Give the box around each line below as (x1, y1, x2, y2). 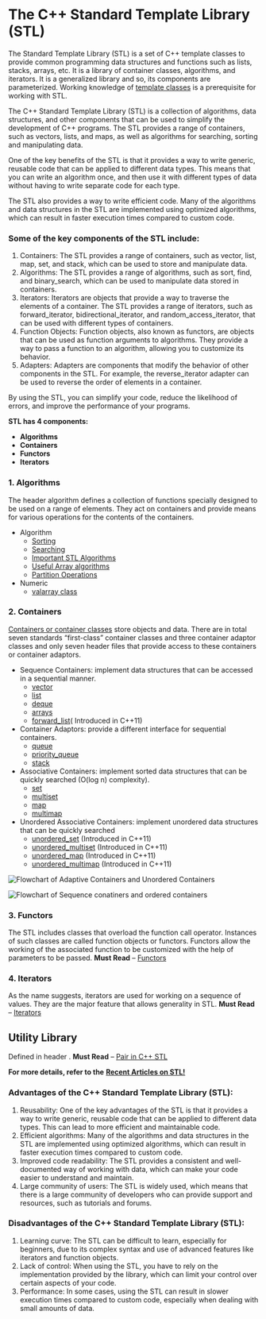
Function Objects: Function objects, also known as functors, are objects (19, 327, 255, 337)
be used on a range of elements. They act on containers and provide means (8, 503, 256, 513)
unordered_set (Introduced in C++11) (31, 834, 152, 843)
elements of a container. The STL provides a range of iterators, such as (19, 302, 253, 311)
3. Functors (8, 909, 53, 920)
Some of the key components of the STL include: (8, 233, 200, 244)
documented (19, 1164, 62, 1174)
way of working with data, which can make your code (63, 1164, 238, 1174)
